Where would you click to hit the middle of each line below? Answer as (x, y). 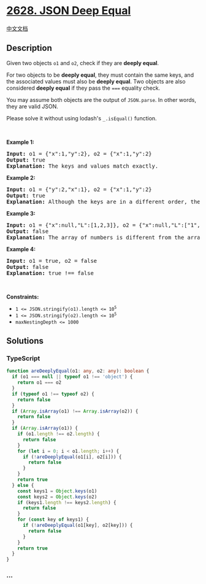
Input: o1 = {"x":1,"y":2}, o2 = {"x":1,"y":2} (79, 154)
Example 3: (21, 213)
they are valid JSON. (32, 106)
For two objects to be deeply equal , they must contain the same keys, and (100, 75)
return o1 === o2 (40, 383)
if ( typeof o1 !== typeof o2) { (53, 394)
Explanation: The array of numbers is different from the (95, 237)
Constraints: (23, 297)
